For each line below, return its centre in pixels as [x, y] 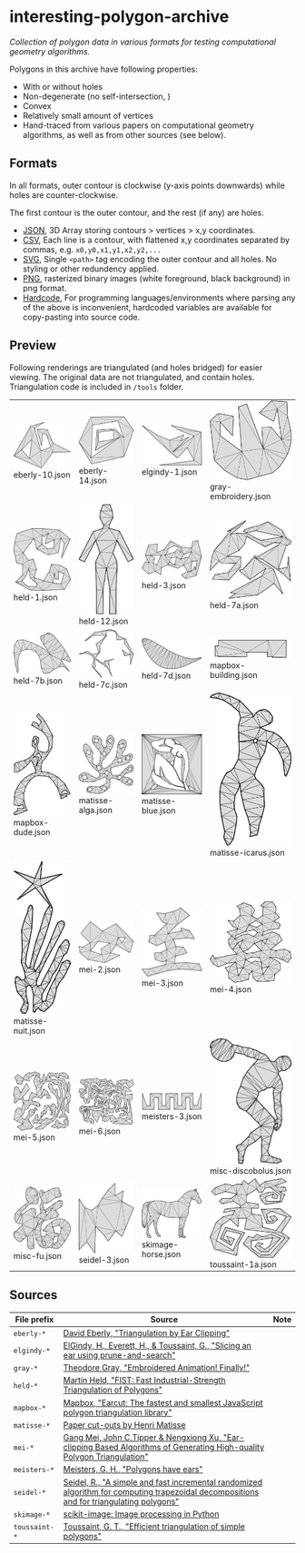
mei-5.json [34, 1137]
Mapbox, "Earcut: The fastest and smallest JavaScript [163, 1402]
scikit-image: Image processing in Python [141, 1514]
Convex [37, 105]
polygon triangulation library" [118, 1412]
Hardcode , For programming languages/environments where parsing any [159, 298]
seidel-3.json [104, 1260]
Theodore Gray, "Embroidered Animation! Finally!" [157, 1368]
